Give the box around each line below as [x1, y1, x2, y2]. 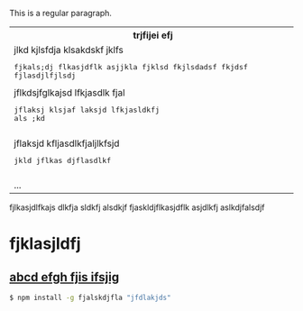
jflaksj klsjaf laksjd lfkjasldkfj [14, 105, 161, 114]
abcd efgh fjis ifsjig [9, 270, 120, 285]
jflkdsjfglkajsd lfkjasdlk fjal [14, 87, 125, 98]
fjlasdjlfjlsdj [14, 71, 77, 80]
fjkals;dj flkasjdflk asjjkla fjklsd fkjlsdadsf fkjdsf [14, 62, 248, 71]
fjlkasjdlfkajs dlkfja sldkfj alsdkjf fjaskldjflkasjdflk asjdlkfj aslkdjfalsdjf [9, 202, 265, 213]
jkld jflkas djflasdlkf [14, 155, 112, 165]
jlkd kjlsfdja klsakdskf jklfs [14, 44, 124, 56]
